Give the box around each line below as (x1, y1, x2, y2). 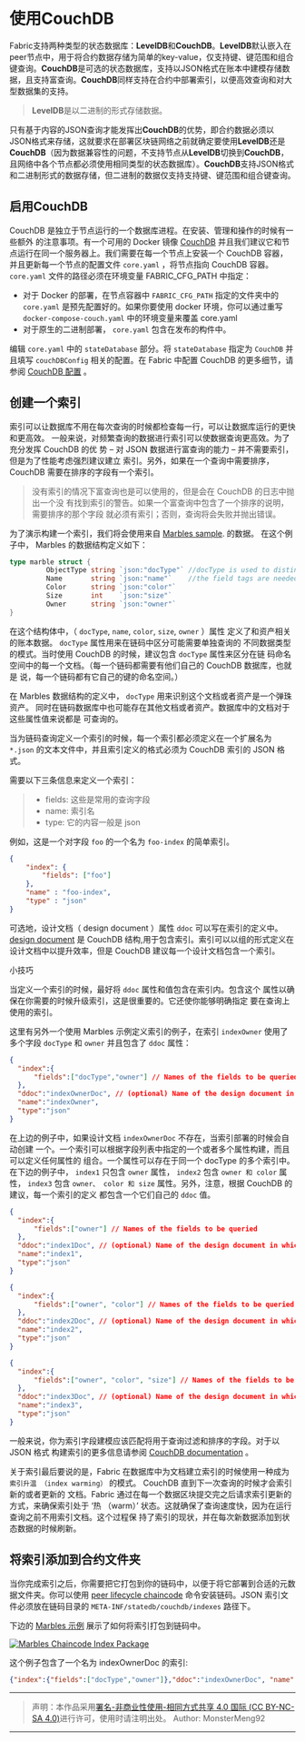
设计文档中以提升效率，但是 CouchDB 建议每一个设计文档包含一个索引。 (9, 945, 280, 956)
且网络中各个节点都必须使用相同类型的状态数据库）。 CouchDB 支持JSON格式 (9, 158, 295, 169)
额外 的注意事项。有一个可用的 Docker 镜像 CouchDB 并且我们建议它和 (16, 236, 282, 247)
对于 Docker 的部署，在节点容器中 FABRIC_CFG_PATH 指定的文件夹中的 (22, 289, 280, 300)
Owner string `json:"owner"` (45, 599, 177, 609)
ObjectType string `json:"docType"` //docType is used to (45, 566, 271, 575)
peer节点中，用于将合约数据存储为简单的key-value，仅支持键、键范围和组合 (9, 51, 294, 62)
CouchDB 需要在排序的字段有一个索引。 (9, 466, 159, 478)
